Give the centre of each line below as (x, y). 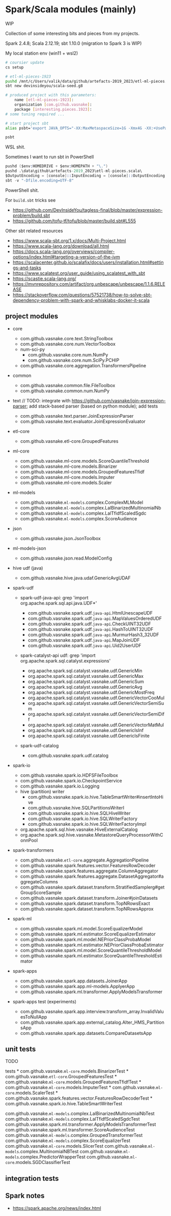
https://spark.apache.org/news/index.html (57, 1208)
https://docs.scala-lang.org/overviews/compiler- (64, 251)
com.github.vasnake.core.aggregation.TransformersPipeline (83, 365)
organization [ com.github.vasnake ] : (53, 105)
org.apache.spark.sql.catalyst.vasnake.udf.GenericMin (85, 670)
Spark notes (25, 1196)
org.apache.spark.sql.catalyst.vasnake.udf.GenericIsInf (86, 730)
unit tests (21, 1049)
